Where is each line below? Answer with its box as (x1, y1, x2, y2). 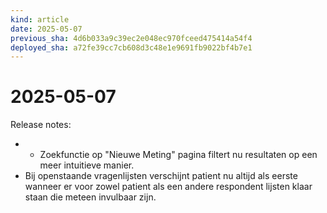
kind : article (10, 14, 70, 25)
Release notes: (10, 119, 72, 131)
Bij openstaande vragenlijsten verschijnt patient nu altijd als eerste (24, 170, 298, 182)
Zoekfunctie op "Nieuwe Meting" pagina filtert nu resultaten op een (39, 149, 318, 161)
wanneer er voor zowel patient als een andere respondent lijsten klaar (24, 181, 313, 193)
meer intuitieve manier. (39, 159, 135, 171)
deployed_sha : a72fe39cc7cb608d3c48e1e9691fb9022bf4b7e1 (10, 42, 253, 53)
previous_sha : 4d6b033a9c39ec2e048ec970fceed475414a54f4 (10, 33, 253, 43)
